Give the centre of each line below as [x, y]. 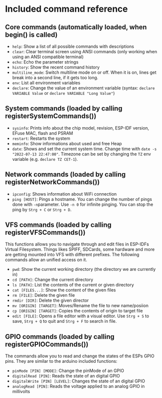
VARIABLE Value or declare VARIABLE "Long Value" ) [63, 93]
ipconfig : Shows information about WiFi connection [64, 194]
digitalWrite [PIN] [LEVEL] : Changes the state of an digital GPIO [79, 381]
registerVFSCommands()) [45, 232]
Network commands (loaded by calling [65, 175]
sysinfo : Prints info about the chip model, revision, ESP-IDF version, [81, 128]
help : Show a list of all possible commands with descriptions [73, 46]
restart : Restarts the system [41, 138]
